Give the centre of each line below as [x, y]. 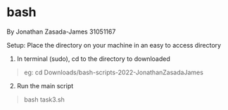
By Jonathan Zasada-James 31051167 [61, 32]
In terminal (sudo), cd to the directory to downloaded [93, 59]
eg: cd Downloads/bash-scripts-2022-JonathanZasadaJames [113, 72]
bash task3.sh [44, 99]
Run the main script [45, 85]
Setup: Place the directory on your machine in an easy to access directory [114, 45]
